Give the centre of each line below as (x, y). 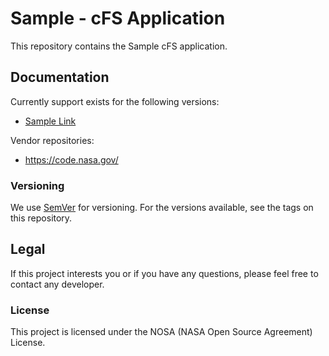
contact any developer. (57, 284)
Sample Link (50, 121)
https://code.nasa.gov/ (71, 159)
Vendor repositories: (52, 140)
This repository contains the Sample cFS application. (119, 46)
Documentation (60, 77)
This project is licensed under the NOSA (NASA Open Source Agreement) (161, 332)
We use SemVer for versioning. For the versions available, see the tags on (162, 208)
